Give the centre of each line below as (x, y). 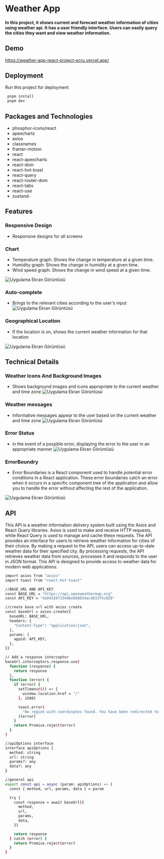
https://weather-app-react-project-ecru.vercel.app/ (57, 60)
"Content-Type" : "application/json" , (52, 625)
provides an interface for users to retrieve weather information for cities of (80, 541)
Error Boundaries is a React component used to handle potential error (82, 473)
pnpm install (21, 96)
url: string (22, 757)
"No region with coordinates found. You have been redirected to (91, 712)
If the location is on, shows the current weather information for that (80, 332)
